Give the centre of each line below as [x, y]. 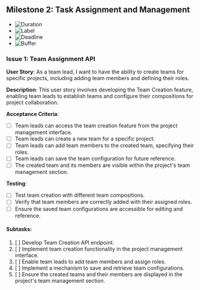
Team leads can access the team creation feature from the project [96, 126]
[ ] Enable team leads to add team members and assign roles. [90, 261]
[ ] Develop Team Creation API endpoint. [64, 242]
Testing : [16, 184]
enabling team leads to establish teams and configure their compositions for [100, 96]
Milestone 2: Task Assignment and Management [98, 10]
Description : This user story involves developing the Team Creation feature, [100, 90]
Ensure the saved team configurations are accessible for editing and [99, 209]
